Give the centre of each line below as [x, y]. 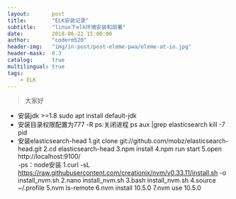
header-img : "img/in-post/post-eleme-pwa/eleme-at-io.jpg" [100, 47]
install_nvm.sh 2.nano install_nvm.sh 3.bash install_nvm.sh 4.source [117, 181]
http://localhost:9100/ [49, 157]
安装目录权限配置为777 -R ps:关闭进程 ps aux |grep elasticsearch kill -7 [121, 125]
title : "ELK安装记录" [48, 21]
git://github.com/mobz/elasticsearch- [174, 141]
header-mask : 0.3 [34, 54]
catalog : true [36, 60]
